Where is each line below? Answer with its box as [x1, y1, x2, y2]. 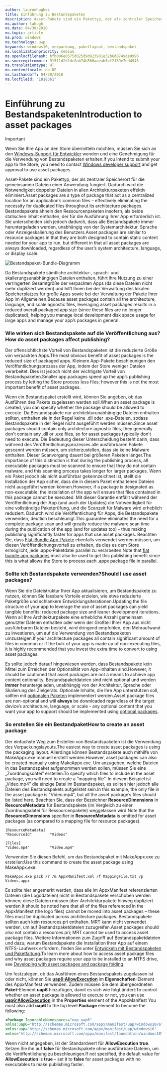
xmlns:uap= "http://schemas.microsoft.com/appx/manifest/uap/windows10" [5, 1027, 157, 1032]
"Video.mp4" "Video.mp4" [5, 845, 75, 850]
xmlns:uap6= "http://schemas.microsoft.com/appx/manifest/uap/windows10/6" [5, 1022, 164, 1027]
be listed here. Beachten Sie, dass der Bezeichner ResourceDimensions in [5, 797, 159, 803]
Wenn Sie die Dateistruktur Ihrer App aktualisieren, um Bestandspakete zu [5, 588, 157, 594]
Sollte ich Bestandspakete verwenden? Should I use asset [5, 570, 147, 577]
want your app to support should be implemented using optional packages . [5, 709, 159, 715]
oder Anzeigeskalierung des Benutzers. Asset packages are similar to [5, 229, 147, 235]
